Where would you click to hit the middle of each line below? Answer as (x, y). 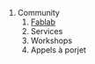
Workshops (51, 40)
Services (47, 31)
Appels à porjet (58, 50)
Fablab (43, 22)
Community (38, 13)
